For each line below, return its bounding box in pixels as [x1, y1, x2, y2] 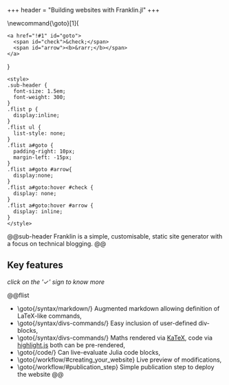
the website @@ [17, 370, 64, 378]
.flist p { [7, 106, 39, 113]
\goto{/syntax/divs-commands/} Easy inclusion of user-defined [17, 319, 197, 327]
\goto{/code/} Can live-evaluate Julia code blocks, [17, 348, 161, 356]
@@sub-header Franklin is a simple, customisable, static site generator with [7, 232, 223, 240]
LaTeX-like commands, [17, 311, 83, 320]
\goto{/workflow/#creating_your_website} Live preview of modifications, [17, 355, 222, 364]
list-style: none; [13, 130, 67, 137]
